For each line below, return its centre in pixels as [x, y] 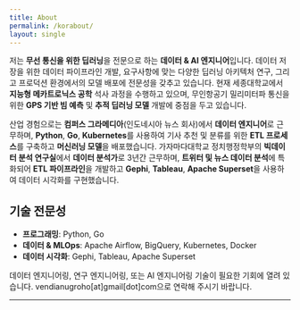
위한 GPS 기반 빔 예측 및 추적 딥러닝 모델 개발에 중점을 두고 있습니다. [128, 105]
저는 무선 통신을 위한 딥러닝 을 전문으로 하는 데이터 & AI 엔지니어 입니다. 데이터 [143, 61]
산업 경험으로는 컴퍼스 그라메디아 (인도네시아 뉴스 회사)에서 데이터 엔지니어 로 [142, 124]
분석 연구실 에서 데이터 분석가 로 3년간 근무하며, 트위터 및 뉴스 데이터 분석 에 [147, 158]
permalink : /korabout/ [51, 26]
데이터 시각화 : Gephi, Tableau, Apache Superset [109, 256]
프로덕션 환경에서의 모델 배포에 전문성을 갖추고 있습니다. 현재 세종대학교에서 [151, 83]
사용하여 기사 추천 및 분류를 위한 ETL [200, 136]
